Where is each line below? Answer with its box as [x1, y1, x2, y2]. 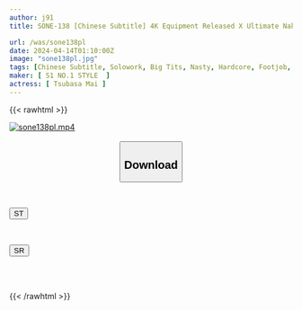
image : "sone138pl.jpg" [9, 55, 99, 64]
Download [124, 158, 178, 172]
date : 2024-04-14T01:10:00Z [9, 46, 115, 55]
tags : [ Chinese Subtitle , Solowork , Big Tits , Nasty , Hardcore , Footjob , [9, 63, 292, 72]
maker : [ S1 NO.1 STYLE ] [9, 71, 111, 81]
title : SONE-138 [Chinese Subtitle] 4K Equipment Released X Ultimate [9, 22, 280, 31]
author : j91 [9, 13, 54, 22]
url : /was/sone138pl [9, 38, 87, 47]
